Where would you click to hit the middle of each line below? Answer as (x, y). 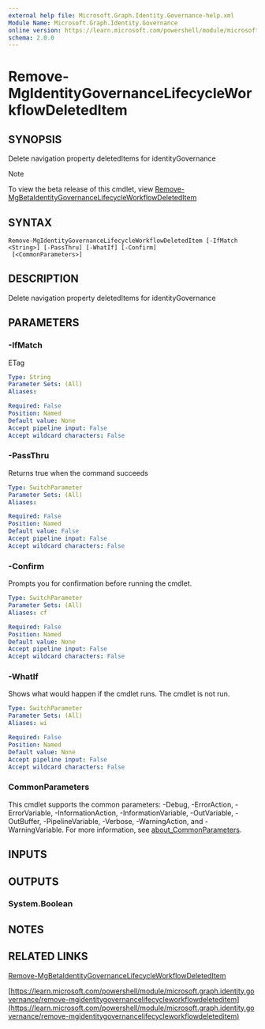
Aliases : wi (28, 723)
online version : (35, 30)
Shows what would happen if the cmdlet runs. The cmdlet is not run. (119, 694)
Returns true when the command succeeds (78, 473)
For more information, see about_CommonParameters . (154, 830)
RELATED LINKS (48, 957)
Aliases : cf (28, 613)
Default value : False (44, 531)
